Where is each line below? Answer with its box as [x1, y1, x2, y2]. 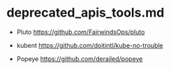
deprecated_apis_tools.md [6, 5, 165, 21]
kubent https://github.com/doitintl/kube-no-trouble [16, 41, 163, 49]
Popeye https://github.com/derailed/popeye [16, 54, 143, 63]
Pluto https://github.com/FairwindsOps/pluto [16, 28, 145, 36]
